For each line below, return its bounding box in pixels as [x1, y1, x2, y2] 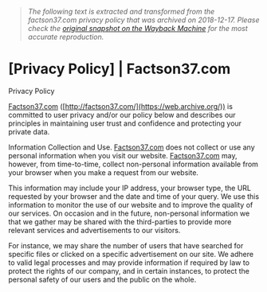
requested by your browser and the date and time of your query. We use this [8, 191, 260, 201]
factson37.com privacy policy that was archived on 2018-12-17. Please [27, 15, 260, 25]
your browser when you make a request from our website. [8, 167, 199, 177]
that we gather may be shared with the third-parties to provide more [8, 216, 232, 226]
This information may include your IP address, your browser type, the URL [8, 183, 252, 193]
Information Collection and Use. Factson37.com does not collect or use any [8, 142, 255, 152]
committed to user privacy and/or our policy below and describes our [8, 110, 237, 119]
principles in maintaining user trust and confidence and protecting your [8, 119, 241, 128]
